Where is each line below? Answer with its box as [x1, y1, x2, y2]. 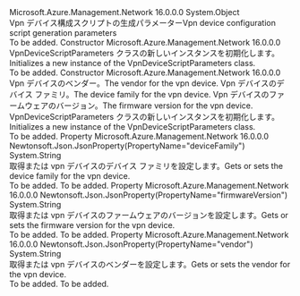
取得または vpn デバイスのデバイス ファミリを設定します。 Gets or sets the [9, 161, 284, 171]
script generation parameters [9, 28, 117, 38]
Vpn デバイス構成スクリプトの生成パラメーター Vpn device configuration [9, 18, 276, 28]
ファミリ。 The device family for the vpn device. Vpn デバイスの [34, 89, 270, 99]
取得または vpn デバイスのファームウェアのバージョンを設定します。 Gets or [9, 210, 289, 220]
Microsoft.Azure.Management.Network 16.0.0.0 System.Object [9, 7, 240, 17]
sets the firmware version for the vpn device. [9, 220, 176, 230]
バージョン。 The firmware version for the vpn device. [56, 100, 253, 111]
